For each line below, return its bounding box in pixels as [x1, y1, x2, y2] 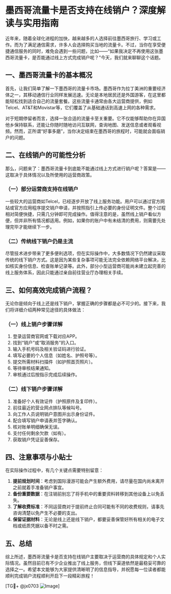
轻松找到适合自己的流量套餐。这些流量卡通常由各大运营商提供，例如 [9, 98, 153, 104]
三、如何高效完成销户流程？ [5, 286, 93, 294]
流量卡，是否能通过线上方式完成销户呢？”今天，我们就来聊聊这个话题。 [14, 54, 164, 60]
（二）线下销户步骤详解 [5, 386, 63, 393]
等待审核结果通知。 [12, 365, 53, 372]
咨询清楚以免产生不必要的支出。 [12, 510, 80, 516]
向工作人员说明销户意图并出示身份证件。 [12, 411, 98, 417]
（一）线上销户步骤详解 [5, 320, 63, 328]
